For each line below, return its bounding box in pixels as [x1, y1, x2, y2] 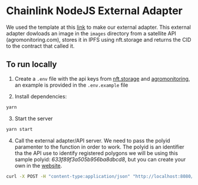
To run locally [6, 60, 57, 70]
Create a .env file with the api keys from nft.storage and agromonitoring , [14, 75, 190, 82]
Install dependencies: [14, 92, 67, 100]
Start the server [14, 115, 53, 122]
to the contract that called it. [6, 42, 75, 49]
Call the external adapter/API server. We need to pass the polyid [14, 137, 170, 144]
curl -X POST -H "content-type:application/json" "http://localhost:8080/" [6, 173, 196, 179]
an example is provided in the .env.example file [14, 81, 128, 88]
